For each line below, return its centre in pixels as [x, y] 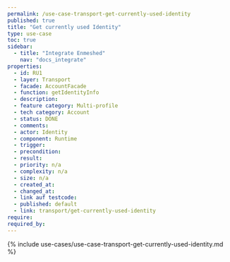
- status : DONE [36, 119]
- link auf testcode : [46, 198]
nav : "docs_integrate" [53, 60]
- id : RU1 [28, 73]
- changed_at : [34, 191]
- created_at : [34, 184]
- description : [36, 100]
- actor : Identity [41, 132]
